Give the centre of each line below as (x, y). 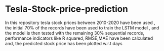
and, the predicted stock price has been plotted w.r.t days (64, 43)
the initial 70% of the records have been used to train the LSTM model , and (82, 27)
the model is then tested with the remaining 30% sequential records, (75, 33)
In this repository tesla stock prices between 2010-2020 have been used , (80, 23)
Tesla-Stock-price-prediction (67, 9)
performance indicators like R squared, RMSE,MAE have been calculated (79, 38)
